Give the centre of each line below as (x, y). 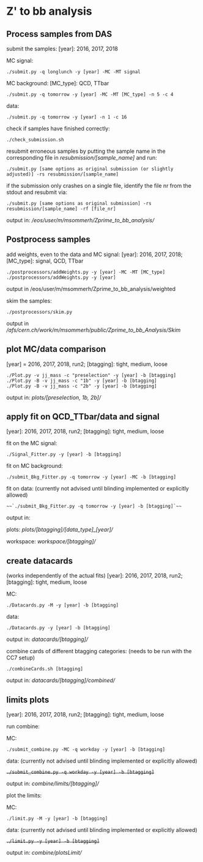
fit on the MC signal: (32, 443)
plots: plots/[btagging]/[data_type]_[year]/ (60, 530)
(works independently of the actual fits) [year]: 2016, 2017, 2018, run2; (94, 576)
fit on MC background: (35, 466)
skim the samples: (29, 301)
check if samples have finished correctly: (58, 128)
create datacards (40, 561)
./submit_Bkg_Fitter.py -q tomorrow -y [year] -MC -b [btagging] (91, 477)
